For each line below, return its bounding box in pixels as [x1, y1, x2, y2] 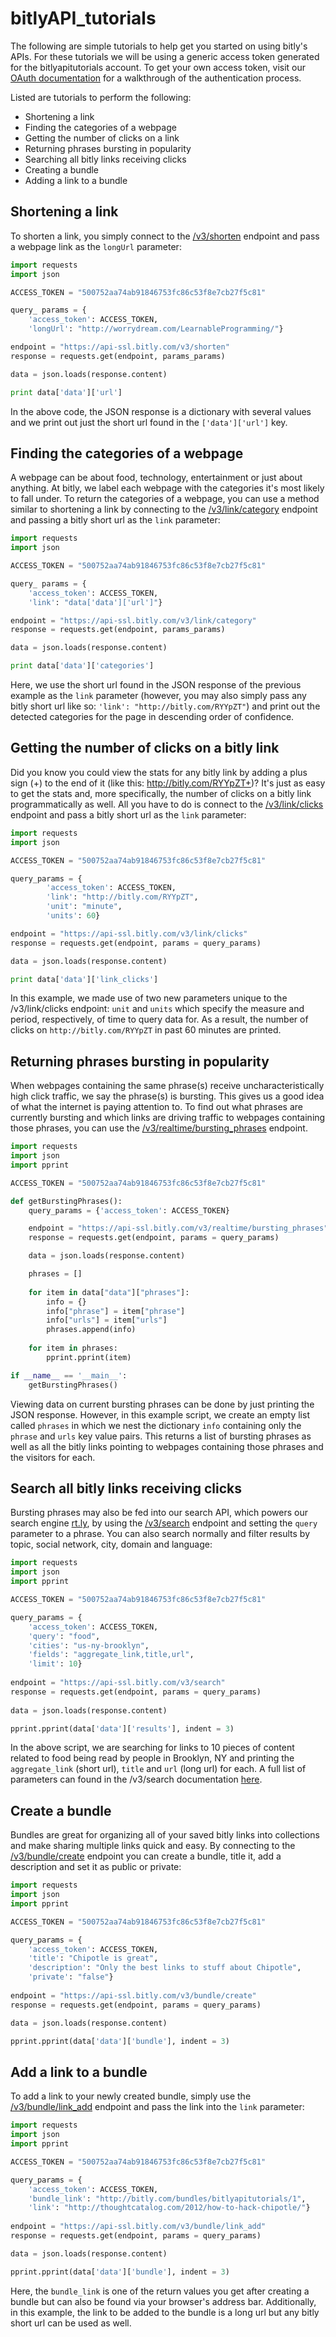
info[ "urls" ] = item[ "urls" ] [46, 1315, 168, 1326]
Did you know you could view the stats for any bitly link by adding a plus [10, 766, 308, 778]
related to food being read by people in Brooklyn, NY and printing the [10, 1752, 295, 1764]
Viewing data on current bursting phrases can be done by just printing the [10, 1398, 315, 1410]
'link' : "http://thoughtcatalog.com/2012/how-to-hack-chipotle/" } [28, 2203, 311, 2213]
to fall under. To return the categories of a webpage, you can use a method [10, 493, 320, 505]
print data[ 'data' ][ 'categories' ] [10, 661, 155, 671]
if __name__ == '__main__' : [10, 1370, 128, 1381]
